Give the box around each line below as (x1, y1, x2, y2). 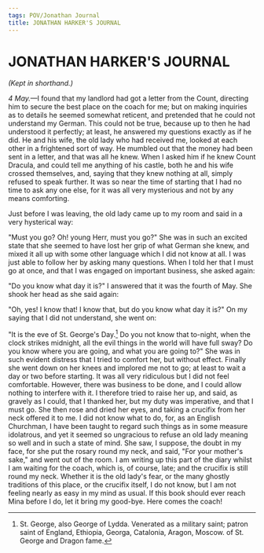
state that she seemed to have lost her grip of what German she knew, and (8, 241, 250, 251)
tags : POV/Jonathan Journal (8, 11, 101, 20)
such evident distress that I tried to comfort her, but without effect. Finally (8, 355, 246, 364)
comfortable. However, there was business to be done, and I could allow (8, 380, 242, 390)
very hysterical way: (8, 218, 74, 227)
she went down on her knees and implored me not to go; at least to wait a (8, 363, 246, 373)
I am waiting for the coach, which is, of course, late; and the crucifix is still (8, 463, 248, 473)
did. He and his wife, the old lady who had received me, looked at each (8, 135, 238, 145)
